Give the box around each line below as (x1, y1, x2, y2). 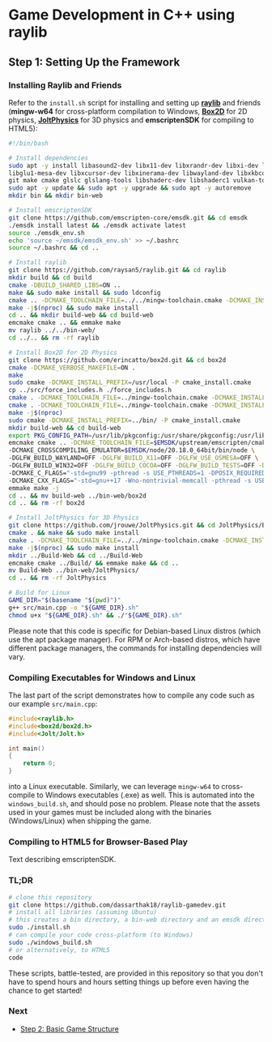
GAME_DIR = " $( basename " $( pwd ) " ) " (8, 596, 121, 604)
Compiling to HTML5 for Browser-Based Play (8, 836, 189, 848)
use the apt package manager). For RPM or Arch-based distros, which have (8, 634, 261, 644)
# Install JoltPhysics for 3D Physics (8, 514, 139, 522)
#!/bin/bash (8, 139, 49, 147)
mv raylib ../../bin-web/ (8, 327, 96, 335)
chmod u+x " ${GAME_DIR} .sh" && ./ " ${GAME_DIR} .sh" (8, 611, 183, 619)
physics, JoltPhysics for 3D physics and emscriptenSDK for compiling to (8, 115, 254, 125)
